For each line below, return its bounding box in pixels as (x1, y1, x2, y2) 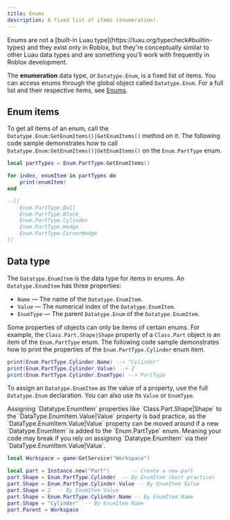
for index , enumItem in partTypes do (7, 173, 116, 180)
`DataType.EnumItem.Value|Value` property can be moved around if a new (7, 419, 220, 428)
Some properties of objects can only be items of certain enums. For (7, 323, 200, 331)
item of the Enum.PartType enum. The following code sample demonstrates (7, 338, 220, 346)
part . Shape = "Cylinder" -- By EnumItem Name (7, 500, 144, 507)
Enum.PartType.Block (19, 211, 79, 218)
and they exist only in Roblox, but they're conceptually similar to (26, 43, 210, 51)
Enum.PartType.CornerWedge (19, 230, 98, 237)
